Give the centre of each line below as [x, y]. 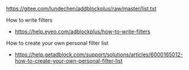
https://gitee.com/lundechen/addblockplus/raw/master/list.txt [81, 9]
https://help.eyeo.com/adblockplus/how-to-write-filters [83, 31]
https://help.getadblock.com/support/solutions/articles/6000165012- [99, 55]
